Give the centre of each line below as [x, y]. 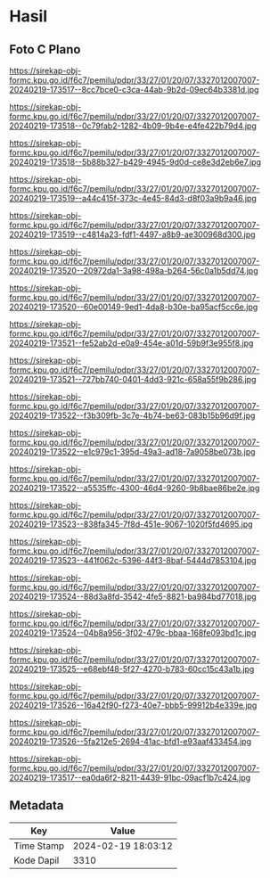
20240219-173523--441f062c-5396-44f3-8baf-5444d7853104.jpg [133, 560]
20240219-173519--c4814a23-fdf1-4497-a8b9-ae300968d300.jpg [132, 234]
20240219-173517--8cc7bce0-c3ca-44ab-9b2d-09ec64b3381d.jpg [134, 90]
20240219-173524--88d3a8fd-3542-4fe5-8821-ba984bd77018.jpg [133, 596]
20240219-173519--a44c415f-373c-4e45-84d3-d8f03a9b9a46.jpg [133, 198]
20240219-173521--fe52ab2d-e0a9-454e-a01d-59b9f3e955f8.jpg [131, 343]
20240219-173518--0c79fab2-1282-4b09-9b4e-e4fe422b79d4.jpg [133, 126]
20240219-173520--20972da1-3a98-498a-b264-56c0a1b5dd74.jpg [134, 271]
